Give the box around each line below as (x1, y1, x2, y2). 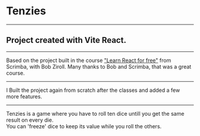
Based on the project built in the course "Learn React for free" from (6, 57, 171, 64)
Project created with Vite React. (6, 35, 127, 45)
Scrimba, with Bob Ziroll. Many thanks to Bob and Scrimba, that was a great (6, 63, 192, 70)
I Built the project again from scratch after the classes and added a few (6, 86, 180, 94)
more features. (6, 92, 43, 100)
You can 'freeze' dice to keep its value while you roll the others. (6, 122, 162, 129)
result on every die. (6, 116, 54, 123)
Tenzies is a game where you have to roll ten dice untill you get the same (6, 110, 185, 117)
